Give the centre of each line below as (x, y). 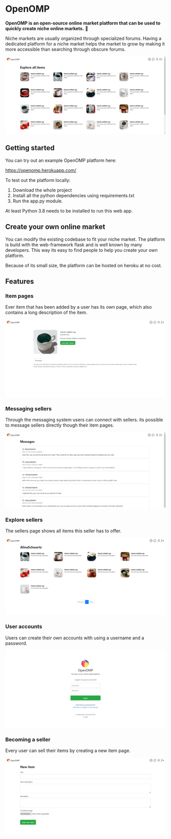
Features (20, 282)
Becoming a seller (28, 739)
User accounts (24, 626)
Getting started (30, 148)
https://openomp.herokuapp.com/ (41, 170)
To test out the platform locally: (38, 180)
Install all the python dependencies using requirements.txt (74, 195)
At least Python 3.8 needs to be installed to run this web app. (69, 211)
